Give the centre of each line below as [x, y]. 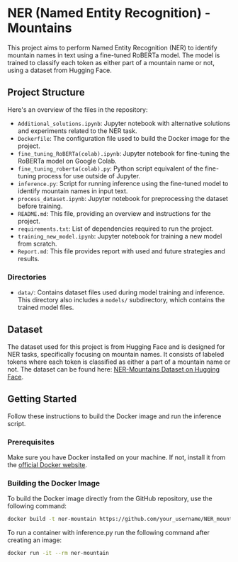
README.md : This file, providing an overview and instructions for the [114, 213]
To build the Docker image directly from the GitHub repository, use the [110, 499]
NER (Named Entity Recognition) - [109, 13]
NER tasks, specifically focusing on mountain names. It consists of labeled [116, 354]
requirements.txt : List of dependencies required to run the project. [115, 229]
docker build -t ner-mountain [52, 519]
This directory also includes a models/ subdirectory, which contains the [121, 300]
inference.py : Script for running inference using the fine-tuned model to [123, 183]
